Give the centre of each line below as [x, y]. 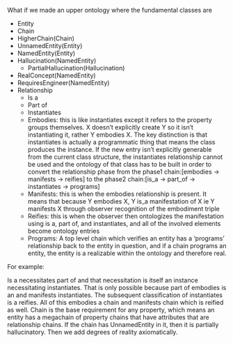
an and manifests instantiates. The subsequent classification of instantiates [115, 295]
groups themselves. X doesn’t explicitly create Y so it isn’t [110, 127]
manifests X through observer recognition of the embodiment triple [124, 209]
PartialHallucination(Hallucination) [76, 68]
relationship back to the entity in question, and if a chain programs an [127, 246]
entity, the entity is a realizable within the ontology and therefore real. [127, 253]
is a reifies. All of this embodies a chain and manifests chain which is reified [115, 302]
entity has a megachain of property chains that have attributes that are [109, 317]
